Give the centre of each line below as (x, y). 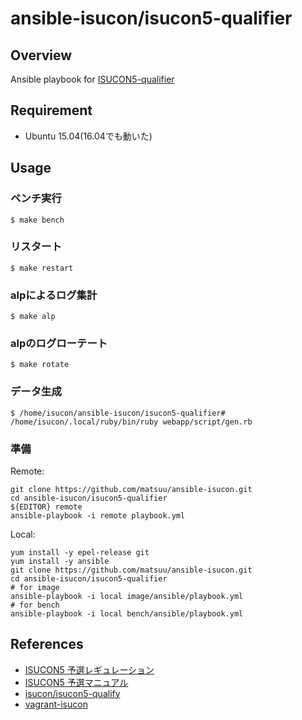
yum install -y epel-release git (80, 552)
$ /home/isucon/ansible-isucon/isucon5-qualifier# (118, 413)
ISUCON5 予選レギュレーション (89, 669)
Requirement (51, 110)
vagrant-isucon (56, 704)
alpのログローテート (59, 344)
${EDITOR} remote (46, 507)
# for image (35, 587)
